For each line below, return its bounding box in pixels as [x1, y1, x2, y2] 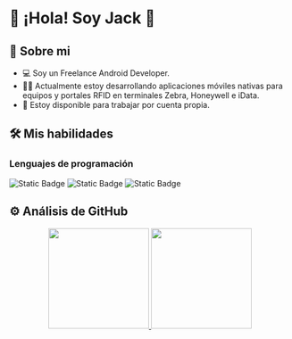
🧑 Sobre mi [9, 44, 71, 59]
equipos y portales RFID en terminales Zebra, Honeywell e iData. [21, 90, 260, 101]
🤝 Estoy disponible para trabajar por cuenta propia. [21, 100, 210, 110]
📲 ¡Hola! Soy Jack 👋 [9, 8, 156, 29]
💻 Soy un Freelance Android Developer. [21, 68, 170, 79]
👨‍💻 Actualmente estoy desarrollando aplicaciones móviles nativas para [21, 80, 283, 91]
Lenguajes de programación [9, 158, 134, 170]
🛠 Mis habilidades [9, 127, 114, 142]
